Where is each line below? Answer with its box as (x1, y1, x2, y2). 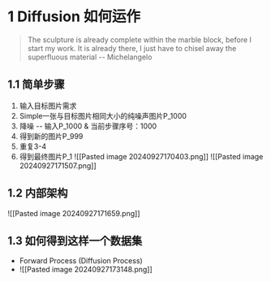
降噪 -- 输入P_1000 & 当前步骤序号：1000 (19, 121, 157, 131)
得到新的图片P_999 (19, 131, 84, 141)
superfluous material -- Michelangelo (27, 52, 153, 62)
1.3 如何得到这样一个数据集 (7, 233, 143, 248)
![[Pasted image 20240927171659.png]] (7, 208, 140, 218)
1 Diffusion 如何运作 (7, 7, 141, 26)
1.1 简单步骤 (7, 78, 66, 92)
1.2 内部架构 (7, 186, 68, 200)
